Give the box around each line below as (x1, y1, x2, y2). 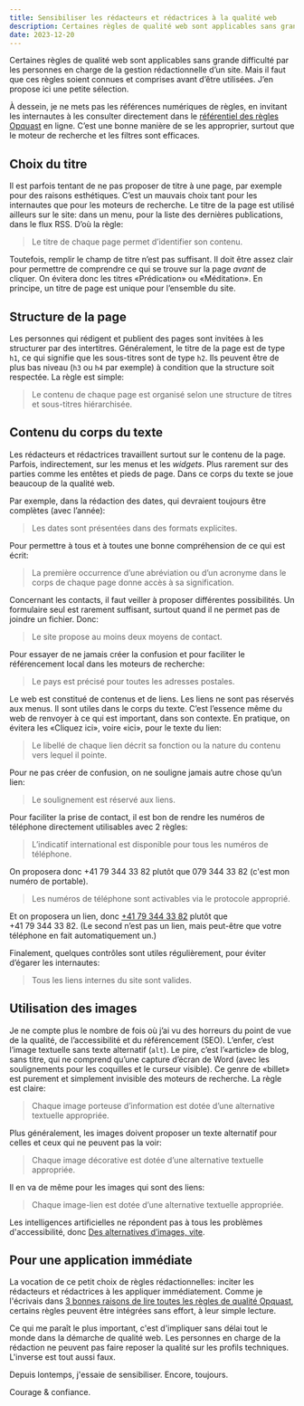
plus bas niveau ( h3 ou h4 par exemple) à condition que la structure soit (9, 362, 275, 372)
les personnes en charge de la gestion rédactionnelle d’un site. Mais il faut (9, 64, 287, 75)
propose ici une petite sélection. (9, 83, 129, 95)
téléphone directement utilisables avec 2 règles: (9, 821, 188, 832)
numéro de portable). (9, 875, 89, 886)
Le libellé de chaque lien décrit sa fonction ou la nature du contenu (31, 740, 280, 751)
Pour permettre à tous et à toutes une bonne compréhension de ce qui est (9, 540, 286, 550)
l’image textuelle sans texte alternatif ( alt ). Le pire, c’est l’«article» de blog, (9, 1044, 290, 1055)
